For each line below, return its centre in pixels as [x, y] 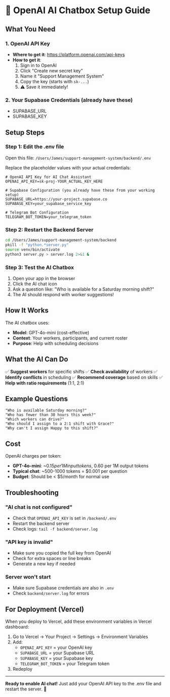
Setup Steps [25, 132]
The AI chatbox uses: [27, 323]
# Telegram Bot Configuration [37, 213]
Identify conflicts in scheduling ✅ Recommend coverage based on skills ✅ [84, 377]
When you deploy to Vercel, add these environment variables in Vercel [78, 621]
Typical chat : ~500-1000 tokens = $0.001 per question [70, 471]
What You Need [30, 29]
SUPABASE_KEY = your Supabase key [57, 658]
